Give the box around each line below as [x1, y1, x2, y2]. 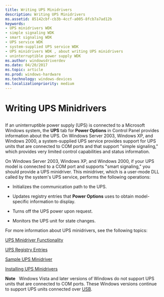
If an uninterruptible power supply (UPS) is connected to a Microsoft [5, 122, 145, 128]
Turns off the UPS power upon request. [12, 208, 93, 214]
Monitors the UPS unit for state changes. [12, 218, 96, 224]
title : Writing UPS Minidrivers [5, 7, 72, 12]
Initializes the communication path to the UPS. [12, 184, 107, 190]
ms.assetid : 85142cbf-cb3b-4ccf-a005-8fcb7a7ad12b [5, 16, 112, 21]
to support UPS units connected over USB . [5, 286, 92, 292]
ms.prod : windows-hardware [5, 72, 61, 77]
